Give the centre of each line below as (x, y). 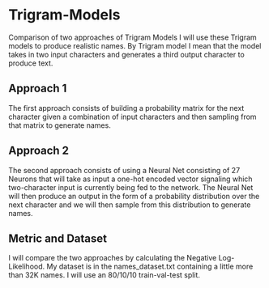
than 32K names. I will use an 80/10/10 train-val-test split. (105, 275)
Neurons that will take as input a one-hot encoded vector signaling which (130, 179)
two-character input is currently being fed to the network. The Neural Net (131, 187)
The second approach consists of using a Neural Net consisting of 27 (124, 170)
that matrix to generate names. (60, 125)
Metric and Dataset (58, 238)
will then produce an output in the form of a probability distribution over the (134, 196)
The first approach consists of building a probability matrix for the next (126, 108)
